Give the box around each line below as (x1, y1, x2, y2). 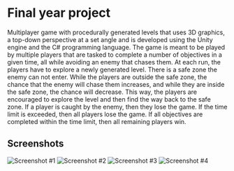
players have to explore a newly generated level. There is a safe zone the (7, 65, 218, 74)
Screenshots (7, 138, 64, 150)
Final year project (7, 5, 111, 21)
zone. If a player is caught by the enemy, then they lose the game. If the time (7, 102, 228, 111)
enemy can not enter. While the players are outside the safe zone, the (7, 72, 207, 81)
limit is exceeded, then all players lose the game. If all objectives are (7, 110, 203, 118)
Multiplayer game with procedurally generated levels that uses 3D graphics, (7, 28, 225, 36)
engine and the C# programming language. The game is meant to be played (7, 43, 226, 51)
